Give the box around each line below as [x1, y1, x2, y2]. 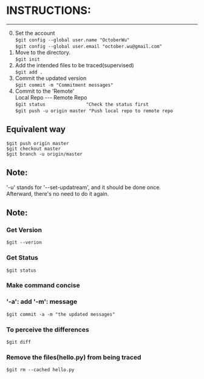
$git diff [6, 339, 32, 346]
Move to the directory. [15, 49, 71, 56]
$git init [15, 56, 41, 62]
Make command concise [6, 281, 80, 290]
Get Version [6, 226, 42, 234]
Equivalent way [6, 124, 66, 135]
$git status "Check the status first [15, 101, 149, 107]
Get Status [6, 253, 38, 262]
